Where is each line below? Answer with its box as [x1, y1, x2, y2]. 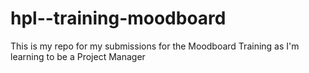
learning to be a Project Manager [10, 50, 146, 62]
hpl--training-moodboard [10, 7, 227, 30]
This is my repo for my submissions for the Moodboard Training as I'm [10, 40, 300, 52]
